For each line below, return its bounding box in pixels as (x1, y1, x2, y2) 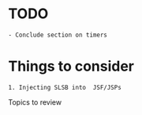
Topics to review (8, 97, 62, 107)
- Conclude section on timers (8, 31, 108, 39)
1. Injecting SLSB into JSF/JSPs (8, 83, 122, 91)
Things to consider (8, 57, 135, 75)
